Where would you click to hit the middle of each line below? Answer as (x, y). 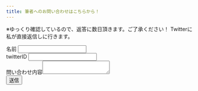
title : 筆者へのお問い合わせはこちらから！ (53, 11)
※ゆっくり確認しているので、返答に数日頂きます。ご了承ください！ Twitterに (99, 29)
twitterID (17, 56)
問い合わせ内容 (24, 72)
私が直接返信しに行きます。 (40, 36)
